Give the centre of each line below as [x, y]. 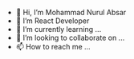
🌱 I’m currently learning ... [59, 29]
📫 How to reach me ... [53, 47]
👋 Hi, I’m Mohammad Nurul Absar [71, 12]
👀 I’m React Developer [53, 21]
